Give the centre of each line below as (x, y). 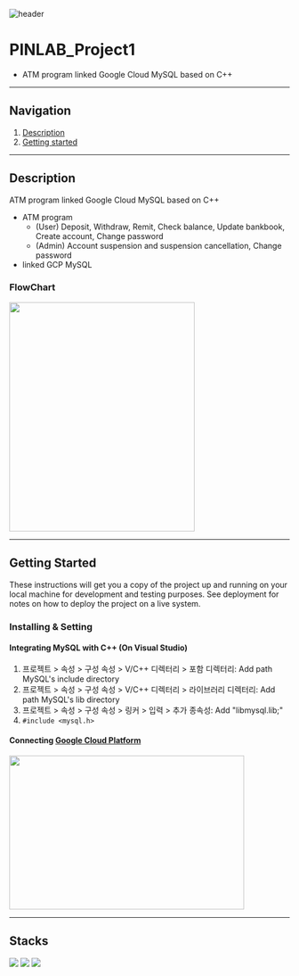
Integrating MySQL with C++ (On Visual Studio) (99, 648)
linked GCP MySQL (57, 264)
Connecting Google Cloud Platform (75, 740)
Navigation (40, 111)
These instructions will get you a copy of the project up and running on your (148, 584)
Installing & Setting (51, 626)
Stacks (29, 941)
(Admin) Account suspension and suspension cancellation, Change (158, 245)
